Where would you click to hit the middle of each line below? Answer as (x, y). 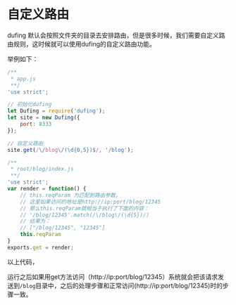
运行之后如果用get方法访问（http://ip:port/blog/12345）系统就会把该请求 (113, 277)
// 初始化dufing (30, 105)
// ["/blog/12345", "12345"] (63, 228)
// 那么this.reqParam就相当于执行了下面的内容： (85, 208)
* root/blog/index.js (42, 169)
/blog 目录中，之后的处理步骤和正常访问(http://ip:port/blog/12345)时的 (122, 285)
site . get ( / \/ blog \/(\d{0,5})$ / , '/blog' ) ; (70, 150)
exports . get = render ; (41, 247)
